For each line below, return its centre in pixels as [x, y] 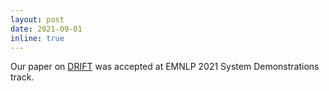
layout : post [37, 19]
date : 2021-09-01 [46, 29]
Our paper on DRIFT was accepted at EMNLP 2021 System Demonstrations [165, 67]
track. [22, 77]
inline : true [37, 38]
